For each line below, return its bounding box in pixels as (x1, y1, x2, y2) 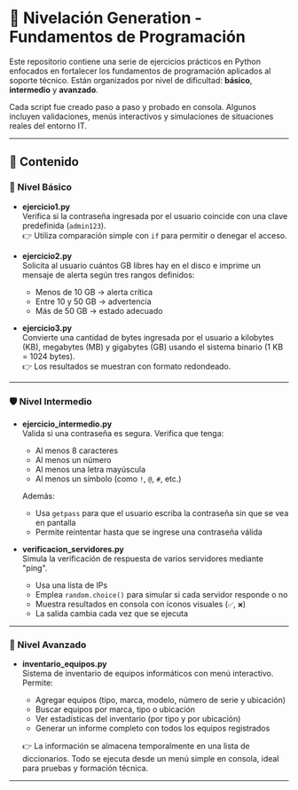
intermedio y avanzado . (9, 84, 99, 95)
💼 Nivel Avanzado (9, 638, 87, 651)
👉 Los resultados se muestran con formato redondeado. (21, 361, 231, 372)
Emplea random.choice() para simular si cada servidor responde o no (35, 589, 288, 599)
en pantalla (35, 517, 76, 528)
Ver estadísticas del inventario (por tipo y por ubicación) (35, 714, 241, 724)
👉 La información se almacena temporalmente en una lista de (21, 740, 250, 752)
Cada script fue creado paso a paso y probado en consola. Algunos (9, 101, 257, 112)
